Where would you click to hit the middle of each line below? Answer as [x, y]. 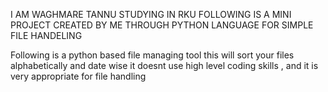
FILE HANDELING [46, 35]
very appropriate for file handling [78, 76]
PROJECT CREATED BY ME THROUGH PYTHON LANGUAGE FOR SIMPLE [162, 25]
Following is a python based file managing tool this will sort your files [152, 55]
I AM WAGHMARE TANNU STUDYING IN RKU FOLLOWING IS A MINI [151, 14]
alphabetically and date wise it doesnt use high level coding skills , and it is [164, 65]
